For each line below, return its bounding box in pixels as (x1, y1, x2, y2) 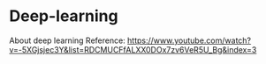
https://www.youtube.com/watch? (126, 35, 252, 46)
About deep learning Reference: (9, 35, 125, 46)
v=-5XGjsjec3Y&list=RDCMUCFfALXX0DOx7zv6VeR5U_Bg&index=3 (9, 44, 257, 54)
